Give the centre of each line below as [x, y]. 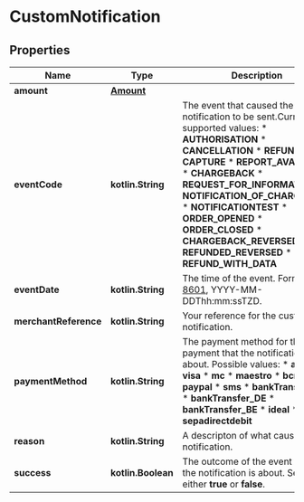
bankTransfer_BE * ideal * [240, 409]
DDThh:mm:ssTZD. [222, 301]
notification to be [218, 117]
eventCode [38, 185]
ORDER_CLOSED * [222, 230]
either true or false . [223, 484]
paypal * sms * [216, 387]
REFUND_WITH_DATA [230, 264]
